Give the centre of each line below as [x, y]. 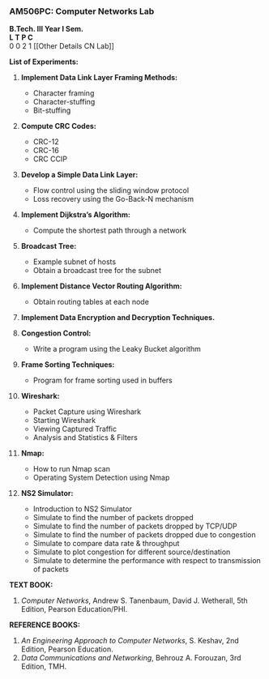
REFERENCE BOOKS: [45, 625]
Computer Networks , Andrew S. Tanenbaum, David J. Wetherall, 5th [134, 600]
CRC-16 [46, 151]
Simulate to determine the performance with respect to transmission [147, 561]
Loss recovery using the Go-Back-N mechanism [113, 199]
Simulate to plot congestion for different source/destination [132, 552]
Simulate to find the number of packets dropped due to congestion [144, 535]
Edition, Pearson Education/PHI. [74, 609]
